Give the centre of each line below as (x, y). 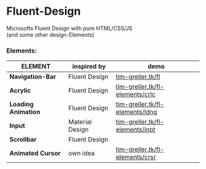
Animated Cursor (35, 153)
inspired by (89, 67)
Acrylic (20, 91)
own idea (82, 153)
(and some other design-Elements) (50, 34)
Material (80, 122)
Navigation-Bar (33, 77)
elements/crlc (135, 94)
